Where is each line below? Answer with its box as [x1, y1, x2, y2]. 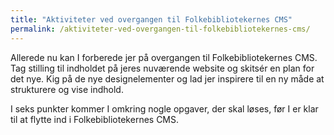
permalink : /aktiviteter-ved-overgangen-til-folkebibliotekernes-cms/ [10, 24, 311, 34]
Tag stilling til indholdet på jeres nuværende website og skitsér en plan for [10, 62, 315, 74]
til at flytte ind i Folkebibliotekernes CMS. [10, 113, 180, 125]
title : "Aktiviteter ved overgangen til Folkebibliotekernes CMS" [10, 14, 293, 25]
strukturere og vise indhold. [10, 83, 124, 95]
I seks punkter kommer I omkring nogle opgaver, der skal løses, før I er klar [10, 102, 319, 115]
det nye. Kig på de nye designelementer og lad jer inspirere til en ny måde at [10, 72, 325, 85]
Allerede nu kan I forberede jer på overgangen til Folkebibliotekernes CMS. [10, 51, 318, 63]
